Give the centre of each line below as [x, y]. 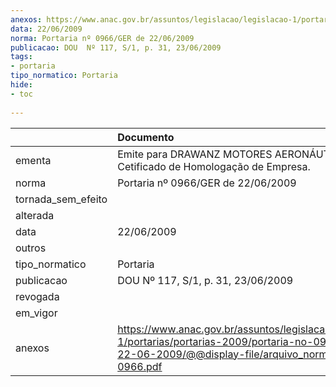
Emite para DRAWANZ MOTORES [195, 154]
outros [31, 248]
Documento [146, 137]
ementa [33, 160]
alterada [35, 215]
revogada [37, 296]
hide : [21, 85]
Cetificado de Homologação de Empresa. [214, 166]
